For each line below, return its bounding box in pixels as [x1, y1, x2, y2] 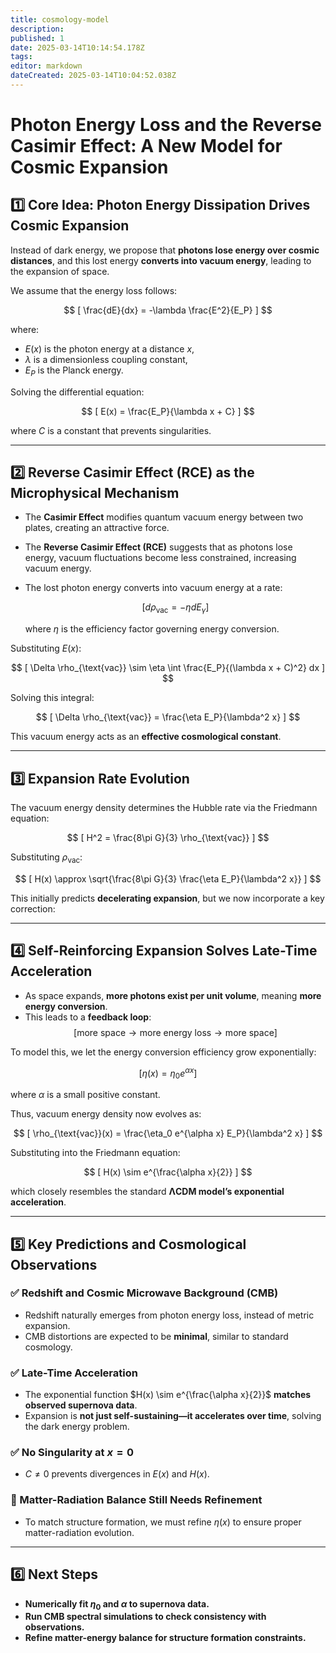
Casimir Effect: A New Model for [10, 135, 283, 158]
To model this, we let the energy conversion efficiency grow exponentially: [10, 1046, 317, 1058]
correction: [10, 902, 56, 915]
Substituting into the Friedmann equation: [10, 1147, 181, 1159]
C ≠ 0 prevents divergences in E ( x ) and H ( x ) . [24, 1468, 210, 1480]
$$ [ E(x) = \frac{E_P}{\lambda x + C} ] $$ [81, 405, 255, 417]
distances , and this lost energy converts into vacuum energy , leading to [10, 254, 312, 266]
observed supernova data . [24, 1399, 138, 1411]
